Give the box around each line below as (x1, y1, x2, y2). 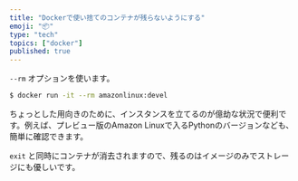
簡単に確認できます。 (9, 131, 89, 141)
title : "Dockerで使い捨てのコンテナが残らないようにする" (9, 13, 206, 23)
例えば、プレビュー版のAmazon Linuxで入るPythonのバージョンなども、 (24, 119, 294, 130)
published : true (9, 47, 71, 56)
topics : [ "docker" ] (9, 38, 83, 48)
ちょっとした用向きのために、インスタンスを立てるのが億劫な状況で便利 (9, 109, 279, 119)
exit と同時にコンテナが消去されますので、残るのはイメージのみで (9, 150, 258, 161)
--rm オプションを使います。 (9, 73, 115, 84)
